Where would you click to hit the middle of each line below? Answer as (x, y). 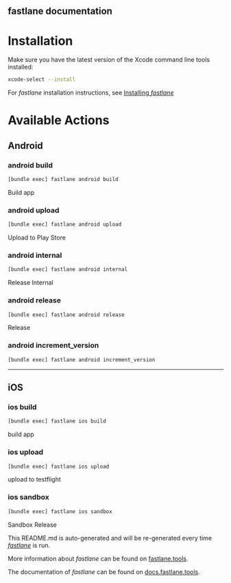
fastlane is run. (29, 545)
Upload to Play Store (37, 238)
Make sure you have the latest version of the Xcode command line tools (109, 60)
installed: (21, 67)
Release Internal (31, 283)
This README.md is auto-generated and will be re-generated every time (110, 538)
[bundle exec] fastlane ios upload (59, 466)
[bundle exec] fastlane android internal (68, 270)
